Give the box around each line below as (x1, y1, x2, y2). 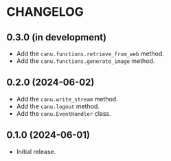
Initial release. (16, 147, 56, 156)
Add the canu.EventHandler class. (16, 109, 111, 117)
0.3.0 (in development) (6, 32, 107, 43)
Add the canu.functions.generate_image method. (16, 57, 155, 65)
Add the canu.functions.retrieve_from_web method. (16, 49, 164, 58)
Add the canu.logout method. (16, 102, 100, 110)
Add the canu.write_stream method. (16, 95, 118, 103)
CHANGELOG (6, 4, 84, 20)
